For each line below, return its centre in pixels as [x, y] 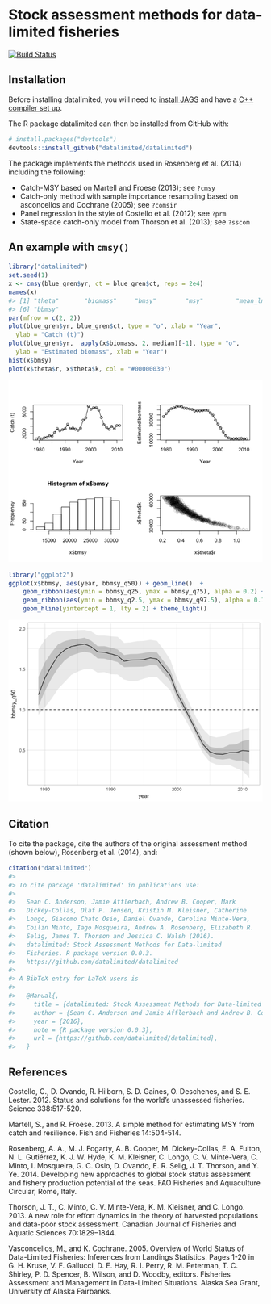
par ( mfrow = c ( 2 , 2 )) [45, 318]
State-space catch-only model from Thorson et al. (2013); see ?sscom [135, 222]
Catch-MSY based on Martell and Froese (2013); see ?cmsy [117, 187]
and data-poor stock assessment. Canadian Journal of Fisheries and [122, 1224]
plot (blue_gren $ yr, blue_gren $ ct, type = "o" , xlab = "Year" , [115, 326]
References [38, 1072]
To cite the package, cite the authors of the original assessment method [128, 843]
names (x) [23, 292]
